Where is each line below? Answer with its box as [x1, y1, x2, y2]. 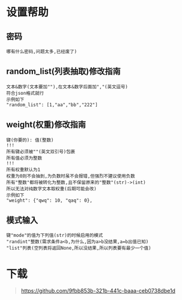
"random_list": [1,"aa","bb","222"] [6, 101, 98, 108]
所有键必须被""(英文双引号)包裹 [6, 148, 76, 155]
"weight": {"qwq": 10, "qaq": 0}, [6, 197, 93, 203]
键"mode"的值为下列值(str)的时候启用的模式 [6, 232, 103, 239]
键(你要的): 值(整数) [6, 137, 54, 143]
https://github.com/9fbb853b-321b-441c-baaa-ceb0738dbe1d [20, 287, 176, 295]
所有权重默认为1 [6, 166, 41, 173]
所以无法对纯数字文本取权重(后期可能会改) [6, 185, 97, 192]
